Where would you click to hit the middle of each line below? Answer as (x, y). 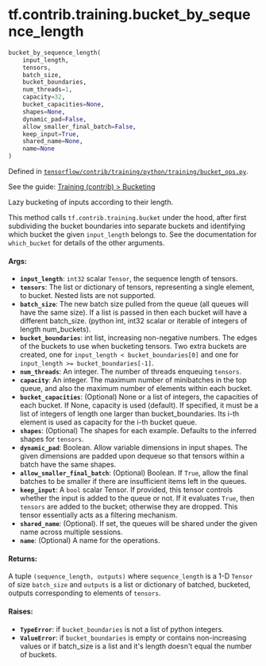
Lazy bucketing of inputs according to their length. (91, 202)
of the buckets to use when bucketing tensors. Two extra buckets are (133, 347)
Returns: (23, 559)
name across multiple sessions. (71, 532)
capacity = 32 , (44, 97)
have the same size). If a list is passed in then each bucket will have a (133, 312)
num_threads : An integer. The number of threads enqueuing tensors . (131, 372)
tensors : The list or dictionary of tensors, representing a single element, (137, 287)
